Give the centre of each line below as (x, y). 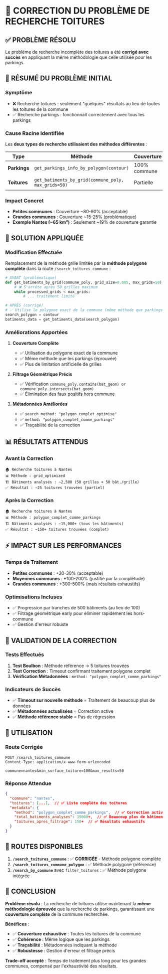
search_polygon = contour (32, 315)
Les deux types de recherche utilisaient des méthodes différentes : (76, 144)
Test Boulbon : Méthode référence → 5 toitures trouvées (71, 666)
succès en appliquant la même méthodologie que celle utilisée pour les (79, 57)
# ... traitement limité (49, 296)
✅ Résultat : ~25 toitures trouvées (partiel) (55, 488)
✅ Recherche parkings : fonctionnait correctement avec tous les (78, 114)
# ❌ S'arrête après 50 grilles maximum (56, 287)
